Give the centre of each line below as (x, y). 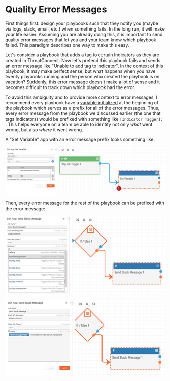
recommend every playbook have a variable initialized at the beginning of (82, 102)
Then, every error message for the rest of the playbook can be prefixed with (85, 203)
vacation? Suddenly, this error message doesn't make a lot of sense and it (83, 82)
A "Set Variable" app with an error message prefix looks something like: (80, 139)
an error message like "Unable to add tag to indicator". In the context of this (84, 66)
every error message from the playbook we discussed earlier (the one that (83, 113)
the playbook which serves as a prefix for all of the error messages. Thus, (82, 108)
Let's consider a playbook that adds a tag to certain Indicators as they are (82, 55)
